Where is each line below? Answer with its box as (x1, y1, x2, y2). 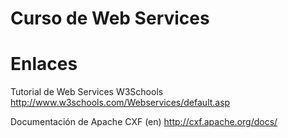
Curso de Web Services (10, 7, 210, 30)
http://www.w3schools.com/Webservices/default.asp (10, 97, 231, 109)
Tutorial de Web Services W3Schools (10, 86, 164, 98)
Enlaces (10, 53, 78, 76)
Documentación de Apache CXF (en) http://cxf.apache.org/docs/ (10, 116, 278, 128)
